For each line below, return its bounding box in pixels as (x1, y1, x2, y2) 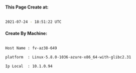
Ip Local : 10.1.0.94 (5, 64, 53, 69)
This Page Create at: (5, 4, 49, 10)
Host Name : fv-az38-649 (5, 45, 57, 51)
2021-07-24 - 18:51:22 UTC (5, 19, 62, 24)
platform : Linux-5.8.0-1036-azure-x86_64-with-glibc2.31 (5, 55, 131, 60)
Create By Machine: (5, 30, 48, 36)
